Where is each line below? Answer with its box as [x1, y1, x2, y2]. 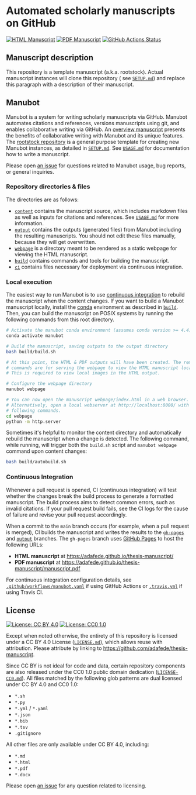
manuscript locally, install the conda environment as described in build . [6, 304, 178, 311]
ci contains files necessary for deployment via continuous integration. [14, 263, 184, 270]
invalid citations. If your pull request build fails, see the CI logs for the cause [6, 505, 188, 512]
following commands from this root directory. [6, 316, 115, 323]
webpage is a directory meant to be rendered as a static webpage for [14, 245, 177, 252]
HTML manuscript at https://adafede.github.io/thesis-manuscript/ [14, 552, 174, 559]
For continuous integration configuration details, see [6, 576, 132, 583]
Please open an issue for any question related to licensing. [6, 782, 147, 789]
